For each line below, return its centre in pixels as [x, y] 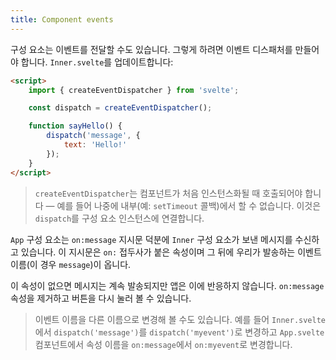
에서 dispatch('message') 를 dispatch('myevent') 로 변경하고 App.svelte [179, 332]
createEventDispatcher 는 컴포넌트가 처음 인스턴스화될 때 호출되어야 [168, 193]
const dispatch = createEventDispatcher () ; [120, 108]
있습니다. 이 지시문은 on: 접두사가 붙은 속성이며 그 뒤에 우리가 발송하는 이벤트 [171, 252]
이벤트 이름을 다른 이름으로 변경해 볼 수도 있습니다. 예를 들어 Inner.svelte [180, 319]
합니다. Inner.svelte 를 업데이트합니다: [97, 62]
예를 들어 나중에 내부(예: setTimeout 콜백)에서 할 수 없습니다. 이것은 [189, 205]
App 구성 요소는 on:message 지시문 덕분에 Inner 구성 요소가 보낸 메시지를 [151, 239]
